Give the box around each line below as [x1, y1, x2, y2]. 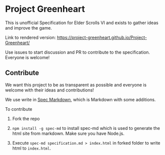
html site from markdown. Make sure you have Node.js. [12, 130, 125, 136]
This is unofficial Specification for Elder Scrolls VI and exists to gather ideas [5, 20, 159, 26]
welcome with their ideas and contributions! [5, 87, 94, 93]
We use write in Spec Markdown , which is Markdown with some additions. [5, 96, 156, 102]
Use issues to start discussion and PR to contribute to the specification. [5, 49, 150, 55]
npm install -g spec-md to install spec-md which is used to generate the [12, 125, 160, 131]
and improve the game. [5, 25, 52, 31]
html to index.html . [12, 145, 51, 151]
